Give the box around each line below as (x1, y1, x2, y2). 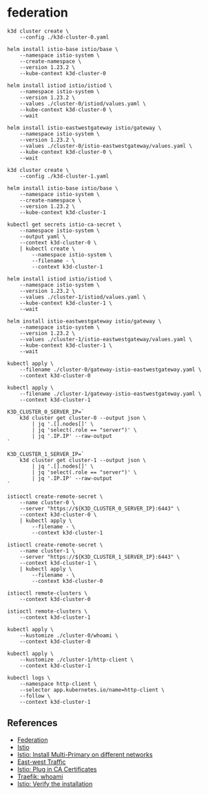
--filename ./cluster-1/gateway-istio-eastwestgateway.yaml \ (19, 390, 202, 397)
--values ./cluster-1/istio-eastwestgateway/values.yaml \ (19, 336, 193, 343)
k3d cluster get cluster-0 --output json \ (19, 414, 147, 421)
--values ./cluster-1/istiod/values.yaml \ (19, 294, 147, 300)
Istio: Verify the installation (17, 779, 93, 788)
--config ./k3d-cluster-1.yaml (19, 173, 110, 180)
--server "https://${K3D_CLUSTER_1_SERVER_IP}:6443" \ (19, 553, 180, 560)
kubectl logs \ (7, 674, 51, 681)
